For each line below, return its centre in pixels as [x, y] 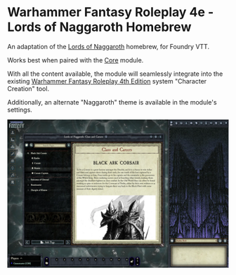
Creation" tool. [28, 88]
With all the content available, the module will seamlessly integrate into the [115, 74]
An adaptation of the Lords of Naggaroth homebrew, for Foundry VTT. [108, 46]
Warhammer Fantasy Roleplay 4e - [111, 12]
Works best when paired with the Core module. [76, 60]
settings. [20, 109]
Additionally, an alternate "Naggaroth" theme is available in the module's [112, 102]
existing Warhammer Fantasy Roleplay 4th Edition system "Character [107, 81]
